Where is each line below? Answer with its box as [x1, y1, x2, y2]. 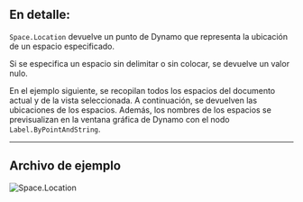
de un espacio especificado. [9, 41, 115, 51]
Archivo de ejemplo [9, 158, 122, 174]
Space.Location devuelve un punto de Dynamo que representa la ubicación [9, 31, 289, 41]
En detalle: [9, 7, 70, 23]
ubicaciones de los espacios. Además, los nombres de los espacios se [9, 104, 272, 115]
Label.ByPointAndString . [9, 124, 101, 134]
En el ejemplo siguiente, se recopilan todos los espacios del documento [9, 85, 276, 96]
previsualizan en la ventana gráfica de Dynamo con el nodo [9, 114, 230, 124]
